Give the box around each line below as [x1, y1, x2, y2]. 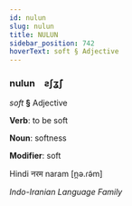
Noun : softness [9, 132, 67, 143]
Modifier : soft [9, 151, 61, 162]
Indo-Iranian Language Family [9, 187, 123, 198]
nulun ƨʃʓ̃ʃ [9, 77, 63, 90]
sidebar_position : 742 [9, 38, 95, 48]
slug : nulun [9, 22, 54, 31]
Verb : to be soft [9, 115, 69, 126]
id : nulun [9, 13, 47, 23]
